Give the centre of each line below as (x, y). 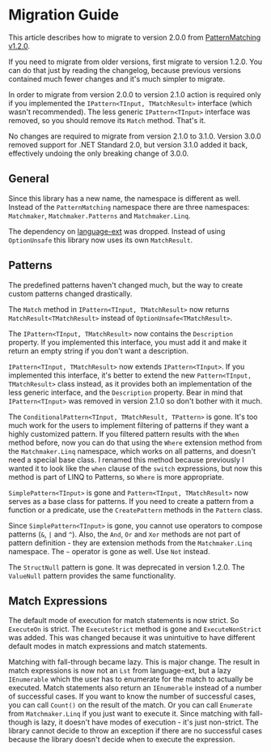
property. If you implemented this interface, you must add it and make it (127, 342)
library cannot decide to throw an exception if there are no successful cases (135, 731)
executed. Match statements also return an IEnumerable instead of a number (135, 688)
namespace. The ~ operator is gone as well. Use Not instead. (109, 551)
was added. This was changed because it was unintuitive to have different (132, 638)
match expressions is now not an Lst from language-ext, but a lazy (120, 671)
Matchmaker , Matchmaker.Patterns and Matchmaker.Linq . (100, 216)
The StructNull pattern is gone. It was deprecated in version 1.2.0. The (127, 567)
